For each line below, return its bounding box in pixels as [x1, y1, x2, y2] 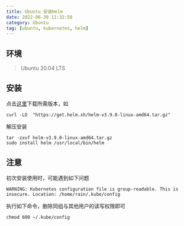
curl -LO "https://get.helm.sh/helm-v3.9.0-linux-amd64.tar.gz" [6, 112, 170, 118]
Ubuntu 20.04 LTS [20, 64, 66, 72]
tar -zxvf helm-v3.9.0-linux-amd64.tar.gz [6, 134, 112, 141]
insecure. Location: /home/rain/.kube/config [6, 191, 120, 197]
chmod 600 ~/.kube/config [6, 214, 70, 220]
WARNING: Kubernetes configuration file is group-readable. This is [6, 186, 179, 192]
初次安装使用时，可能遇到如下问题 [6, 174, 89, 181]
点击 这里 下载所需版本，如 [6, 100, 69, 107]
